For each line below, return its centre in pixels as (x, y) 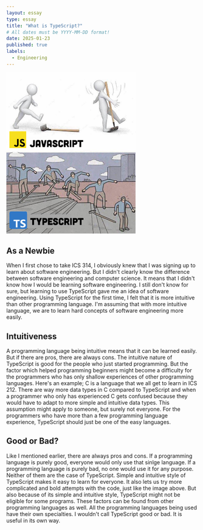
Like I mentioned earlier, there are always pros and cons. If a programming (99, 456)
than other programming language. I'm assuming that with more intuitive (97, 304)
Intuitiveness (32, 336)
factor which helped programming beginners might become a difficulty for (99, 370)
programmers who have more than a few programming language (87, 415)
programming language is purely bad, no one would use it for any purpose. (100, 469)
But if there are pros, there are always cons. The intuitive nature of (89, 357)
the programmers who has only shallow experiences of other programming (100, 377)
